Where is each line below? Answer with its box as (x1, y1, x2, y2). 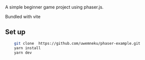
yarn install (14, 45, 41, 51)
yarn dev (14, 50, 32, 55)
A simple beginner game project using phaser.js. (5, 4, 104, 10)
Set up (5, 28, 26, 36)
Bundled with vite (5, 14, 41, 19)
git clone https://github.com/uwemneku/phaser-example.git (14, 41, 141, 46)
